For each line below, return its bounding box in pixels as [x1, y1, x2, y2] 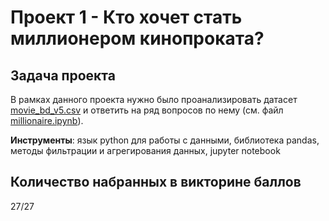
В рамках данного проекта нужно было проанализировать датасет [10, 94, 298, 105]
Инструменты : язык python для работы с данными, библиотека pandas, [10, 134, 320, 146]
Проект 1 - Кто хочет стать [10, 6, 243, 29]
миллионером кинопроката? [10, 27, 265, 50]
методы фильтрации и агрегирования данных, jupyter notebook [10, 145, 281, 156]
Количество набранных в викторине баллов [10, 174, 302, 191]
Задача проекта [10, 67, 116, 84]
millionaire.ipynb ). [10, 115, 84, 126]
